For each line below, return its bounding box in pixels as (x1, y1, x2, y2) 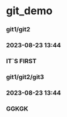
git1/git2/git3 (6, 73, 44, 81)
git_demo (6, 4, 53, 18)
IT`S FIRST (6, 57, 37, 65)
